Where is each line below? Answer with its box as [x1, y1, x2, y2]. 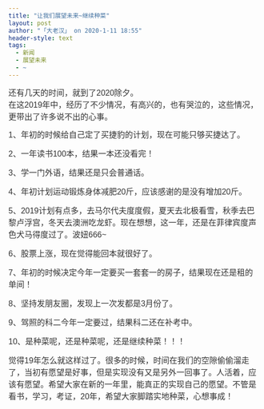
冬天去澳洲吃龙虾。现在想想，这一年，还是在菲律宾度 [48, 217, 250, 228]
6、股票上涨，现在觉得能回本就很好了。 [8, 248, 158, 258]
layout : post [8, 19, 52, 27]
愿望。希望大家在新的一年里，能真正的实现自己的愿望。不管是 [24, 379, 258, 389]
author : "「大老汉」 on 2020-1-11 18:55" [8, 26, 142, 34]
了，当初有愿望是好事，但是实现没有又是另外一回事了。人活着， [8, 367, 250, 377]
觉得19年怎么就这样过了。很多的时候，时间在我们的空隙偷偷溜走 [8, 355, 250, 365]
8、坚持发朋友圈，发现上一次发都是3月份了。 [8, 299, 178, 308]
